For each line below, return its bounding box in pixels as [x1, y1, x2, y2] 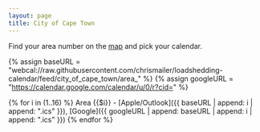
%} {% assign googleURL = [143, 74, 234, 83]
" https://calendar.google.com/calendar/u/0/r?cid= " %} [8, 82, 189, 92]
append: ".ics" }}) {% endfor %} [8, 114, 114, 124]
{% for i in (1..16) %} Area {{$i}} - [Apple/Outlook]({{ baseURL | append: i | [8, 98, 254, 107]
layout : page [8, 11, 52, 20]
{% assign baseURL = [8, 57, 81, 66]
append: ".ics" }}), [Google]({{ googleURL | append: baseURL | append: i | [8, 106, 253, 116]
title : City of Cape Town [8, 19, 95, 27]
